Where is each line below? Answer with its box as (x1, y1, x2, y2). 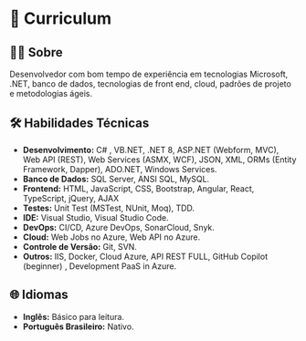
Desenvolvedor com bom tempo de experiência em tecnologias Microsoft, (9, 68, 289, 79)
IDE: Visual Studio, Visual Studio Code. (22, 212, 169, 222)
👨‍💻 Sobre (9, 45, 63, 60)
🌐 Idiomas (9, 287, 69, 303)
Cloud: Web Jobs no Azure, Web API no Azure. (22, 232, 201, 243)
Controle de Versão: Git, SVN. (22, 241, 137, 252)
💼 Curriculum (9, 8, 112, 29)
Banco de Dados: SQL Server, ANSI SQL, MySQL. (22, 173, 210, 184)
